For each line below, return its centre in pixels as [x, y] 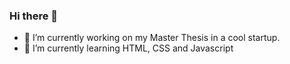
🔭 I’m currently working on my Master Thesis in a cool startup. [152, 38]
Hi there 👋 [34, 16]
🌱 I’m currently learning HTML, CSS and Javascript [128, 48]
